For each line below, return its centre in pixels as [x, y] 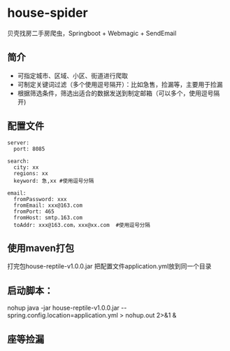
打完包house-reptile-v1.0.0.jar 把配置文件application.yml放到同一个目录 [109, 266]
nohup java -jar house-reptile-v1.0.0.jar [64, 308]
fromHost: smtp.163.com [48, 218]
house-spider [48, 13]
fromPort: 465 [34, 212]
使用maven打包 [41, 248]
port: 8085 [29, 149]
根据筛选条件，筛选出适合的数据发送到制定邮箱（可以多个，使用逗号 [115, 93]
